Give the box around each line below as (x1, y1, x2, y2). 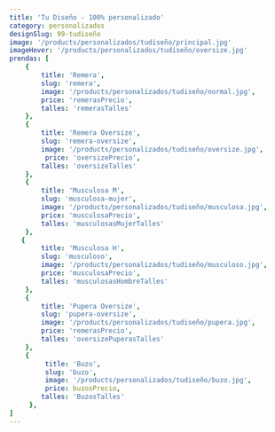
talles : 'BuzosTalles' (41, 392, 125, 402)
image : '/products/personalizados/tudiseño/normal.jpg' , (41, 87, 255, 96)
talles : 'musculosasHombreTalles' (41, 277, 169, 286)
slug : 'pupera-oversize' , (41, 310, 137, 319)
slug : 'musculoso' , (41, 252, 114, 262)
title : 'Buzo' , (44, 359, 101, 368)
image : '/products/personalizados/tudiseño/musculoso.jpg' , (41, 261, 268, 270)
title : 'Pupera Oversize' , (41, 302, 141, 310)
